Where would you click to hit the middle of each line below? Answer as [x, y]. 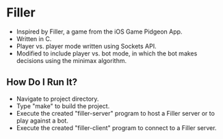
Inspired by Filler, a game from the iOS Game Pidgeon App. [99, 31]
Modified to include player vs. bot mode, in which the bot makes [107, 53]
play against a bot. [42, 121]
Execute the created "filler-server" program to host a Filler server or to [115, 113]
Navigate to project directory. [57, 99]
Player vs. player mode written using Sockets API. [86, 46]
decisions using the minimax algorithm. [71, 60]
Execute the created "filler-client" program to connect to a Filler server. [116, 127]
